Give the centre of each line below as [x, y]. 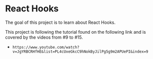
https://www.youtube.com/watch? [46, 47]
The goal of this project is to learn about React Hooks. [60, 22]
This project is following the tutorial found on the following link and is [76, 32]
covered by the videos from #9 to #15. [44, 37]
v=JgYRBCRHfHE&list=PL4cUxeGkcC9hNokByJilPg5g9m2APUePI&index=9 [80, 52]
